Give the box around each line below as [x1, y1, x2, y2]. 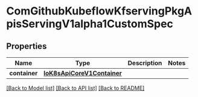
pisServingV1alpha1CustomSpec [6, 17, 174, 31]
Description [127, 59, 162, 67]
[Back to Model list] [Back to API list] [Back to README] [6, 84, 145, 92]
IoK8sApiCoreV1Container [43, 69, 123, 77]
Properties [6, 41, 47, 51]
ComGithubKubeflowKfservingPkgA [6, 4, 192, 18]
